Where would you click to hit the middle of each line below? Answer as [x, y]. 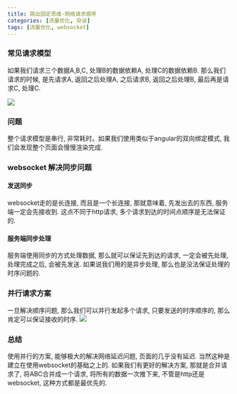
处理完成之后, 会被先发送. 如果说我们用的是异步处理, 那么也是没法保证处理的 [118, 265]
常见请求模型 [30, 53]
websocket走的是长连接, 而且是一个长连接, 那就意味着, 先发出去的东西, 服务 [118, 203]
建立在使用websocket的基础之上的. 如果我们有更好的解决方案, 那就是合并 [114, 365]
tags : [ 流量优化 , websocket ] [48, 27]
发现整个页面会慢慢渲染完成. [61, 147]
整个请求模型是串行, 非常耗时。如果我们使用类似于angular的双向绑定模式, [115, 138]
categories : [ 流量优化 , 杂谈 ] [49, 21]
